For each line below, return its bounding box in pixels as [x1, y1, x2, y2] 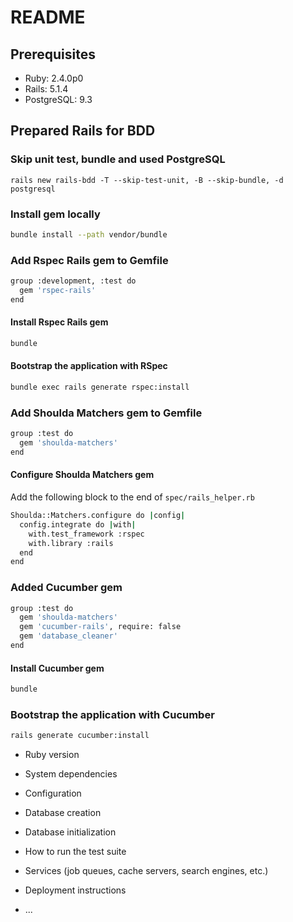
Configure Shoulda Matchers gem [10, 469, 155, 481]
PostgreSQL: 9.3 [24, 94, 93, 105]
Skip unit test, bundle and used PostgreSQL [10, 152, 226, 166]
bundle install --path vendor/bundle [10, 229, 168, 240]
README [10, 6, 86, 29]
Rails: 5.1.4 [24, 83, 69, 95]
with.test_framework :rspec [28, 529, 145, 539]
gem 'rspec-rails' [19, 286, 97, 296]
